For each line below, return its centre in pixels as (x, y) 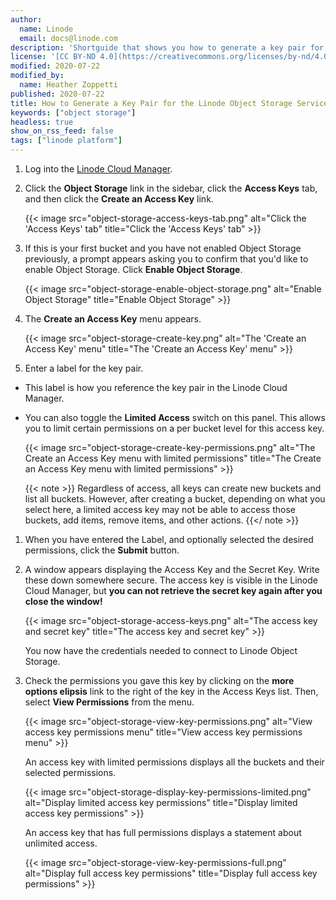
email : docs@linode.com (68, 38)
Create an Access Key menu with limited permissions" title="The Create (173, 458)
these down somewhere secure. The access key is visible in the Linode (171, 580)
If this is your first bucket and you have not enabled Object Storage (163, 248)
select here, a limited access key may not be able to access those (160, 509)
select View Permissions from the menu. (109, 702)
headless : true (42, 122)
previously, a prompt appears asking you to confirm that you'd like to (166, 259)
